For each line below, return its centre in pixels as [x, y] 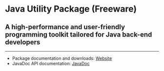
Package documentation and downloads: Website [62, 58]
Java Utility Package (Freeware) [71, 9]
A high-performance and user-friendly [65, 27]
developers [23, 42]
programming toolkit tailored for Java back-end [79, 34]
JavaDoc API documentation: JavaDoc [51, 63]
